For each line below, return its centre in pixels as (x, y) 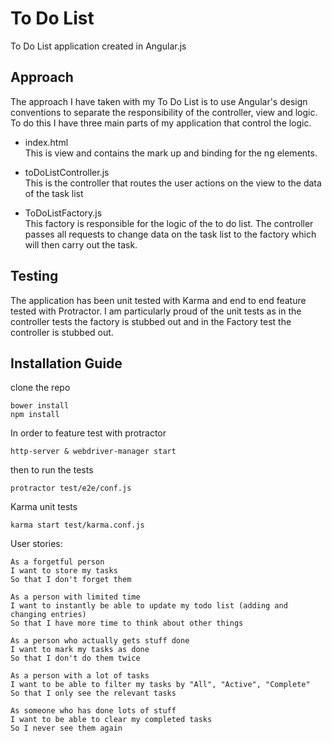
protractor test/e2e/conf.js (71, 488)
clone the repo (40, 388)
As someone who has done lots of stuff (93, 711)
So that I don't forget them (71, 580)
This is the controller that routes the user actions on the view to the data (173, 183)
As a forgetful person (57, 562)
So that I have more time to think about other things (127, 623)
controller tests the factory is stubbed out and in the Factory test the (151, 321)
